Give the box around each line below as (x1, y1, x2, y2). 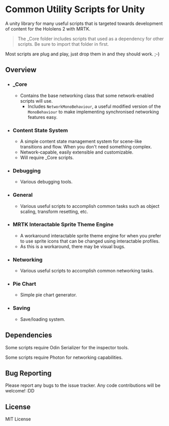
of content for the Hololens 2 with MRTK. (5, 25, 91, 32)
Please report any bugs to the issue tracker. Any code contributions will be (5, 382, 161, 388)
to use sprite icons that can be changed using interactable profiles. (20, 238, 160, 244)
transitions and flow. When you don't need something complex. (20, 143, 152, 149)
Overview (5, 66, 37, 74)
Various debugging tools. (20, 179, 73, 185)
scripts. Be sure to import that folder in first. (17, 41, 109, 47)
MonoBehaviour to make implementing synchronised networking (27, 108, 159, 115)
